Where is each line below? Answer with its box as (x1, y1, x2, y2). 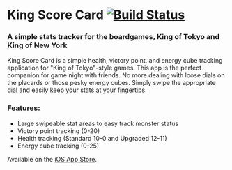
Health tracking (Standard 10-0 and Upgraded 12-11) (17, 134, 167, 142)
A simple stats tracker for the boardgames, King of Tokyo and (7, 32, 220, 42)
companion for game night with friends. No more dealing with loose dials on (7, 71, 225, 79)
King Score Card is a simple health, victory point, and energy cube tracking (7, 56, 223, 65)
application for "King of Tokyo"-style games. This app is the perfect (7, 63, 202, 72)
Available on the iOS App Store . (7, 155, 98, 163)
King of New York (7, 40, 68, 50)
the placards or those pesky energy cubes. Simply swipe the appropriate (7, 79, 216, 87)
